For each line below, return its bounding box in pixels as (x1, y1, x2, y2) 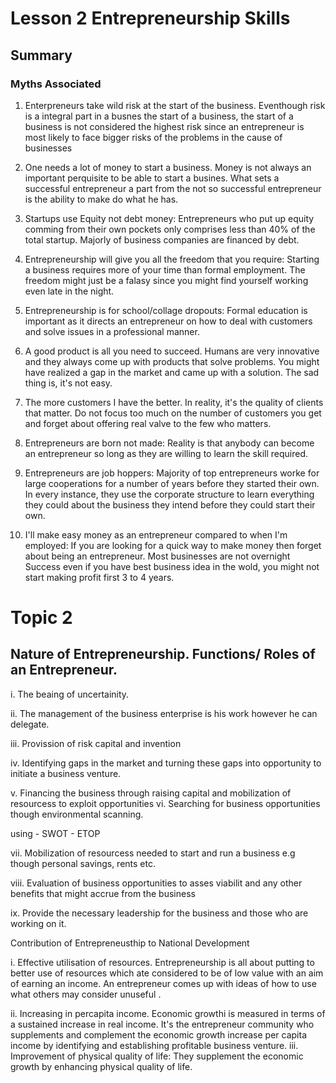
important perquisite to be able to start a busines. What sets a (24, 172, 280, 184)
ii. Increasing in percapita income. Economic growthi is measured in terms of (10, 1007, 326, 1019)
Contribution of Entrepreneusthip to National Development (10, 937, 250, 949)
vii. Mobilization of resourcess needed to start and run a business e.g (10, 847, 296, 859)
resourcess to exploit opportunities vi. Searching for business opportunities (10, 797, 321, 809)
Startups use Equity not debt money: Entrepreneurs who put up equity (24, 212, 315, 224)
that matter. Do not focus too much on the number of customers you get (24, 407, 322, 419)
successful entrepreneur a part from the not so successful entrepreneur (24, 182, 322, 194)
